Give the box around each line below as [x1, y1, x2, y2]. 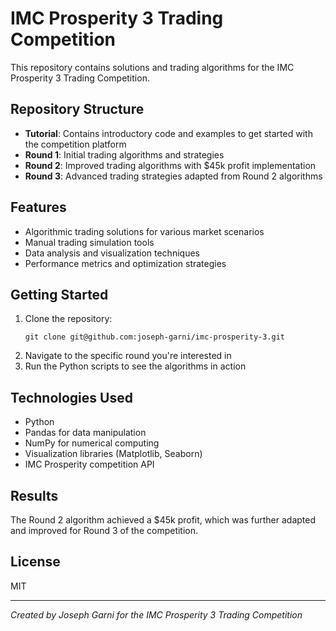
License [10, 553, 61, 571]
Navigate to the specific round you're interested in [24, 350, 232, 362]
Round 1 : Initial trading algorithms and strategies [24, 148, 225, 161]
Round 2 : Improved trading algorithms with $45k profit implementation [24, 159, 317, 171]
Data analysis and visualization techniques [24, 247, 200, 259]
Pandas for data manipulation [24, 427, 147, 439]
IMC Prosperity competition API [24, 458, 155, 471]
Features [10, 199, 67, 216]
